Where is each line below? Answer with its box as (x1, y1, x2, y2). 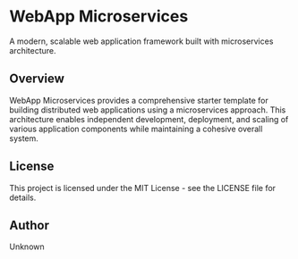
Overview (9, 71, 65, 87)
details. (9, 192, 37, 203)
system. (9, 132, 38, 144)
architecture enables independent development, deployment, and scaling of (9, 113, 289, 124)
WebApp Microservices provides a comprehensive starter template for (9, 95, 268, 105)
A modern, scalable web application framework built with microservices (9, 36, 274, 46)
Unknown (9, 241, 45, 252)
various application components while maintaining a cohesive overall (9, 123, 263, 134)
